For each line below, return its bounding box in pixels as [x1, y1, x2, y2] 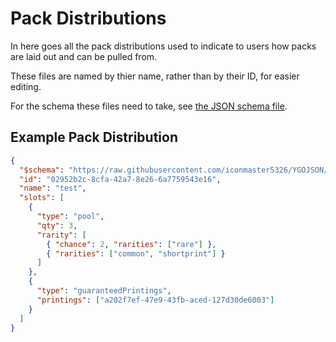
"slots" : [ [19, 193, 65, 203]
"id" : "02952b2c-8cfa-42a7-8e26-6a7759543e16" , [19, 174, 222, 184]
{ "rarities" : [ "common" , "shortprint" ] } [46, 248, 226, 259]
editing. [10, 80, 42, 92]
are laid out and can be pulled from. [10, 50, 158, 62]
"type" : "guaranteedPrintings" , [36, 286, 172, 296]
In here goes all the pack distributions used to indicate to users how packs [10, 40, 317, 52]
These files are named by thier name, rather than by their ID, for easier [10, 70, 300, 82]
